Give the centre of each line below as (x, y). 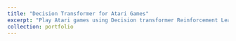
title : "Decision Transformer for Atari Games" (78, 14)
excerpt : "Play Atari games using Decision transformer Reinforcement (113, 20)
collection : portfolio (40, 26)
